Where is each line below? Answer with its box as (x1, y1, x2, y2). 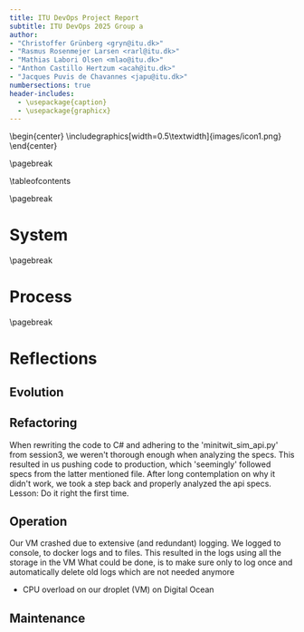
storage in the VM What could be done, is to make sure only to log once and (9, 557, 293, 568)
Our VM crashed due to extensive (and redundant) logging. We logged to (9, 538, 281, 549)
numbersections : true (9, 81, 91, 90)
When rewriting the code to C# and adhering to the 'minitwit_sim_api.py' (9, 439, 279, 450)
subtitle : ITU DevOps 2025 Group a (9, 22, 144, 31)
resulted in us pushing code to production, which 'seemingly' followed (9, 459, 271, 470)
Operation (9, 513, 68, 529)
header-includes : (9, 89, 75, 98)
